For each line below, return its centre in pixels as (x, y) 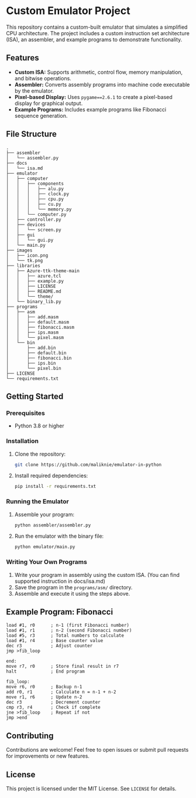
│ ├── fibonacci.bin (39, 358)
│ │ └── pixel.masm (35, 337)
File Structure (31, 134)
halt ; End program (45, 672)
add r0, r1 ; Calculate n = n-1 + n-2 (61, 692)
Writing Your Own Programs (47, 562)
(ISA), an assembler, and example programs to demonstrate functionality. (94, 39)
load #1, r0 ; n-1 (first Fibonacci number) (68, 626)
